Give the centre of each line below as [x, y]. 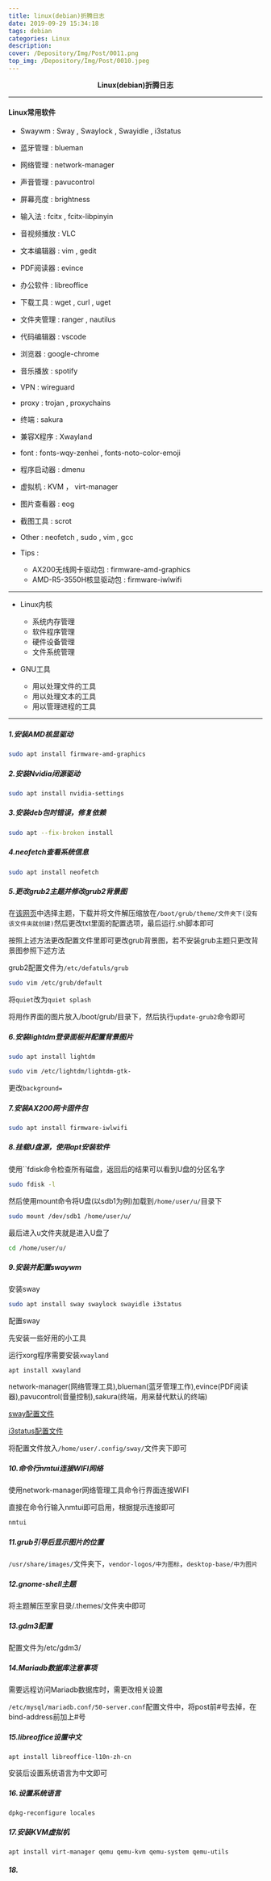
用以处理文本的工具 [64, 697]
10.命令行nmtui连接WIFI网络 [56, 1468]
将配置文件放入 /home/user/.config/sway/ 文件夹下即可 [98, 1449]
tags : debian [30, 31]
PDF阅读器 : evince [52, 268]
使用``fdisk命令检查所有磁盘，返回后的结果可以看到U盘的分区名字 [117, 1169]
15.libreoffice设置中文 [45, 1737]
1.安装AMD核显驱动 [41, 734]
